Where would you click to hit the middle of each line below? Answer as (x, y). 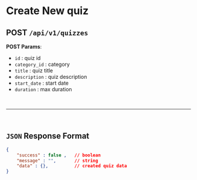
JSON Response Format (48, 136)
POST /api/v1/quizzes (47, 33)
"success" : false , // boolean (59, 155)
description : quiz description (51, 77)
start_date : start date (42, 83)
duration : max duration (43, 89)
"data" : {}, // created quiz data (72, 166)
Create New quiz (47, 11)
